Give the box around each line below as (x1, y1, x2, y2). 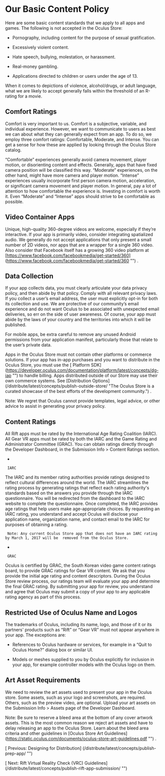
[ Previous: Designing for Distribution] (5, 745, 82, 751)
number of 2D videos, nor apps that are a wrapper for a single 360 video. (5, 242, 154, 248)
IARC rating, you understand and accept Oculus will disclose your (5, 511, 138, 517)
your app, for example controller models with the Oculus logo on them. (12, 662, 156, 668)
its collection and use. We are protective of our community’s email (5, 301, 139, 307)
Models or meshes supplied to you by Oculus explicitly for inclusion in (12, 657, 154, 662)
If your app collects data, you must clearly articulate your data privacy (5, 285, 147, 291)
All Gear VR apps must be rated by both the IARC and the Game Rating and (5, 436, 157, 442)
